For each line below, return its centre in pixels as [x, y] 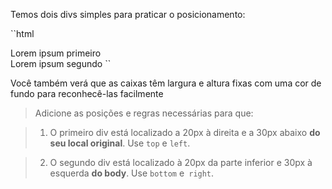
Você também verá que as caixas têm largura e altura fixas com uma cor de [166, 83]
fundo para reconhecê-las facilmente [87, 93]
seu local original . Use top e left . [120, 143]
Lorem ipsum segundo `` [61, 63]
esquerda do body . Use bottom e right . [132, 173]
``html [22, 33]
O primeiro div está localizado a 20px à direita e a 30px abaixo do [185, 132]
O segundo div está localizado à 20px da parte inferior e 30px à [181, 162]
